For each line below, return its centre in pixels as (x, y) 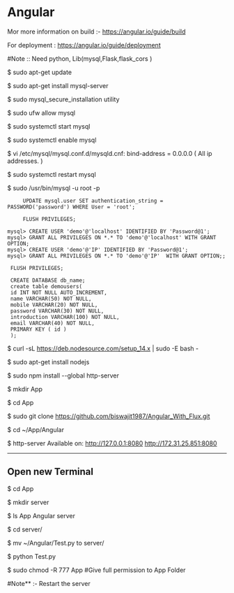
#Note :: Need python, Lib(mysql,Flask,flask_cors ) (80, 58)
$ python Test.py (32, 556)
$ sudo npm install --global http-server (63, 376)
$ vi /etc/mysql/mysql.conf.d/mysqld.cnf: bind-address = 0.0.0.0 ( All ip (110, 153)
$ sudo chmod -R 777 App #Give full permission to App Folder (96, 570)
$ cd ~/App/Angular (36, 429)
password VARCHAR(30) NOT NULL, (57, 311)
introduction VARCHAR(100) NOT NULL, (65, 317)
